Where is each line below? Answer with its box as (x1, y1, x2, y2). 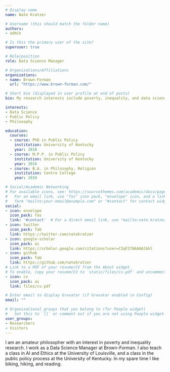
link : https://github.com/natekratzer (10, 260, 92, 265)
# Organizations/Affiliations (5, 67, 69, 73)
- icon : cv (5, 274, 28, 279)
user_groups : (5, 316, 33, 321)
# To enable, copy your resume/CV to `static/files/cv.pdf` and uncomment (5, 269, 166, 275)
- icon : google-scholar (5, 236, 56, 242)
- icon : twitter (5, 222, 39, 227)
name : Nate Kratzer (5, 12, 47, 17)
